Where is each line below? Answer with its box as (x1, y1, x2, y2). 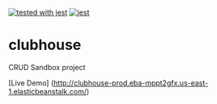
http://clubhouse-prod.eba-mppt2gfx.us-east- (53, 77, 209, 88)
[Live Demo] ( (8, 77, 54, 88)
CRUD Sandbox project (8, 62, 86, 72)
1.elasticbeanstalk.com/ (8, 86, 87, 96)
